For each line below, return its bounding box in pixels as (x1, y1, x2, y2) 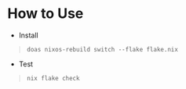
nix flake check (26, 74, 80, 82)
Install (18, 30, 38, 40)
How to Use (7, 5, 84, 23)
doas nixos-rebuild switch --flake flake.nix (26, 45, 178, 53)
